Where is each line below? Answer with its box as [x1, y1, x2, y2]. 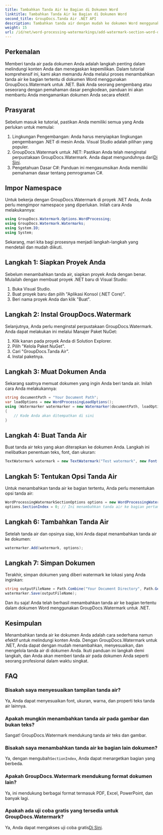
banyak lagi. [5, 795, 30, 801]
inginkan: [5, 577, 23, 583]
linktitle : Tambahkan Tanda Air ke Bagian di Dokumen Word [5, 12, 127, 17]
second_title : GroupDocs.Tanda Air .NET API [5, 16, 97, 21]
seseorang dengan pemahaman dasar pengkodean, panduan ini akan [5, 86, 144, 93]
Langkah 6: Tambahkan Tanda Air [5, 518, 109, 526]
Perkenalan [5, 48, 40, 56]
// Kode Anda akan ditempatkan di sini [14, 413, 95, 418]
